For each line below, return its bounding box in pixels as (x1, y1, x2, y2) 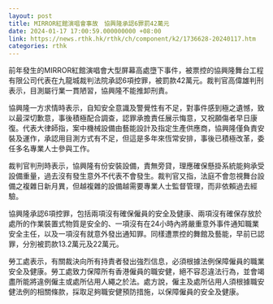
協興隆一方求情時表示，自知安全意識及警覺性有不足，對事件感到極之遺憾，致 (8, 103, 265, 113)
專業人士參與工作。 (29, 144, 94, 154)
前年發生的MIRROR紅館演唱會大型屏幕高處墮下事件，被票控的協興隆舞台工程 (8, 66, 264, 76)
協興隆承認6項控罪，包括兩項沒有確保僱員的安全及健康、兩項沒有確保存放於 (8, 209, 262, 219)
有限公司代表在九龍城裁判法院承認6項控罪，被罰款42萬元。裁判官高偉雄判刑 (8, 76, 264, 85)
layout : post (8, 11, 53, 20)
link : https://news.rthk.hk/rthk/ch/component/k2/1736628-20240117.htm (8, 34, 256, 43)
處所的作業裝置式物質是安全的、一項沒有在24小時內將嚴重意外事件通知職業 (8, 219, 260, 228)
